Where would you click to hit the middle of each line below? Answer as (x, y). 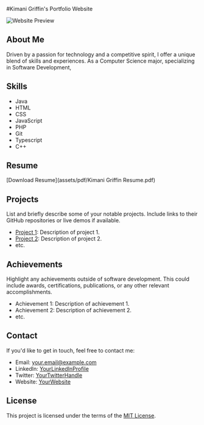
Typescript (29, 140)
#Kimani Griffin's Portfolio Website (50, 9)
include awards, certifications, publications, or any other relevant (88, 286)
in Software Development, (39, 67)
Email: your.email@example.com (56, 362)
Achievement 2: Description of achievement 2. (73, 311)
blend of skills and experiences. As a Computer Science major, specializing (100, 61)
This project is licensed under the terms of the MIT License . (81, 415)
